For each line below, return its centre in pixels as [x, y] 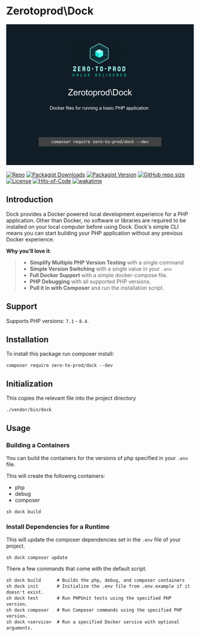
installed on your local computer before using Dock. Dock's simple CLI [93, 226]
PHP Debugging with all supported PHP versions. [90, 281]
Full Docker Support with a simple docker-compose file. [99, 275]
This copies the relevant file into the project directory [71, 398]
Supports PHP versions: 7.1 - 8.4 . [48, 321]
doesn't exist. [25, 592]
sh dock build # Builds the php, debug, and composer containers [96, 580]
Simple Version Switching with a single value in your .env [101, 269]
